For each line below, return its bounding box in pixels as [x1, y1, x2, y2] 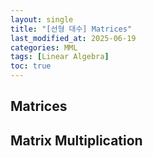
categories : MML [10, 42, 78, 53]
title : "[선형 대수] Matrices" [10, 24, 133, 34]
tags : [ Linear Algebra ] [10, 52, 110, 62]
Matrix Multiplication [10, 132, 143, 149]
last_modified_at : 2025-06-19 [10, 33, 137, 43]
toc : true [10, 61, 52, 71]
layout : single [10, 14, 74, 25]
